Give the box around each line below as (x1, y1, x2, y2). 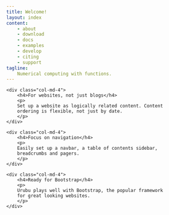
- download (17, 31, 45, 37)
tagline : (6, 65, 28, 71)
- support (17, 59, 42, 65)
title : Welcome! (6, 8, 47, 15)
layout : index (6, 14, 42, 21)
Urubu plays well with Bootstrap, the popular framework (17, 188, 164, 194)
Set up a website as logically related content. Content (17, 103, 164, 109)
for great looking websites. (17, 193, 91, 199)
